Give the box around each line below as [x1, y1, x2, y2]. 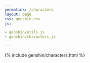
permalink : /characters [4, 7, 54, 12]
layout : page [4, 12, 32, 17]
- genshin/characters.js [4, 34, 56, 39]
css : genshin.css [4, 16, 41, 21]
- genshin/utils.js [4, 30, 45, 35]
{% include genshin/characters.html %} [4, 52, 85, 58]
